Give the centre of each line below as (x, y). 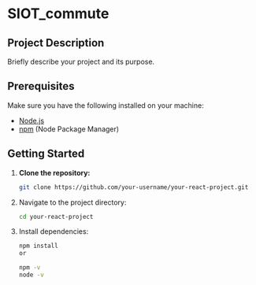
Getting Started (46, 154)
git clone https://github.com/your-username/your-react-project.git (134, 187)
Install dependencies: (54, 231)
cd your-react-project (56, 217)
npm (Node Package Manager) (69, 129)
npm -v (30, 268)
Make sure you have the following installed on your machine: (106, 105)
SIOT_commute (58, 14)
